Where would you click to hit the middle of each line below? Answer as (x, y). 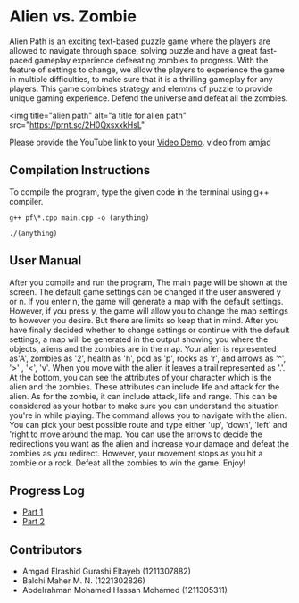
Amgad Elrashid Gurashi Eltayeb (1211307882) (107, 571)
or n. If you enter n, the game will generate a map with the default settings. (146, 301)
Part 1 (33, 512)
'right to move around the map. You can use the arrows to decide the (136, 434)
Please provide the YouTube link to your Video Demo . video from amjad (140, 142)
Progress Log (47, 490)
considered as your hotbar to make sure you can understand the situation (144, 406)
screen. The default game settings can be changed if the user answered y (145, 291)
